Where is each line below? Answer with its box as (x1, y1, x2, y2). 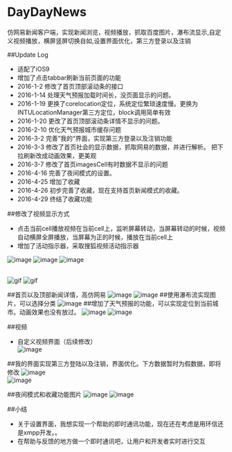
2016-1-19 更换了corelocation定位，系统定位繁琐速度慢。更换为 (17, 99, 199, 107)
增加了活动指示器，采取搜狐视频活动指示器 (17, 241, 139, 250)
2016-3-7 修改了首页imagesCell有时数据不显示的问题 (17, 160, 168, 168)
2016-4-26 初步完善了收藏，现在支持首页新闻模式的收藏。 (17, 186, 184, 194)
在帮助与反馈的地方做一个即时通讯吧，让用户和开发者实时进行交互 (17, 437, 206, 445)
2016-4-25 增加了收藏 (17, 177, 80, 186)
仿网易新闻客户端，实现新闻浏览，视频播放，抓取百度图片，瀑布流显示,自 (7, 28, 216, 36)
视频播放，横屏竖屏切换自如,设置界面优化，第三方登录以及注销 (12, 36, 192, 45)
